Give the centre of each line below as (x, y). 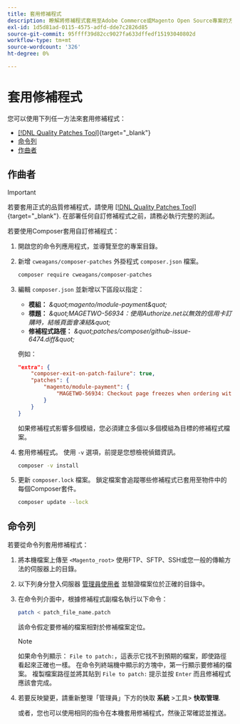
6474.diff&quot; (51, 339)
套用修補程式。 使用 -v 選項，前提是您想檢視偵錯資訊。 (98, 452)
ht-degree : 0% (28, 54)
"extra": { (34, 367)
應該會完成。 (36, 682)
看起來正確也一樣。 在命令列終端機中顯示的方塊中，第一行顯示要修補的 (121, 665)
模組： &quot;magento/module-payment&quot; (98, 304)
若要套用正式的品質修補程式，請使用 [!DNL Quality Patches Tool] (102, 206)
